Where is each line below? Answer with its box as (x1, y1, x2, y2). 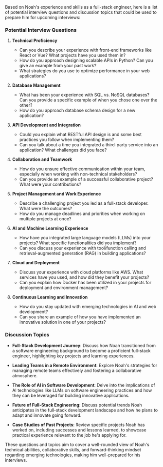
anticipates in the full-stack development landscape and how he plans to (12, 407, 158, 413)
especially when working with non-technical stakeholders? (19, 171, 137, 177)
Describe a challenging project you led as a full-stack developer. (19, 200, 149, 206)
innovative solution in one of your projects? (19, 319, 106, 325)
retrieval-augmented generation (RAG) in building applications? (19, 251, 146, 256)
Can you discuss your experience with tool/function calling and (19, 245, 146, 251)
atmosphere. (12, 372, 38, 378)
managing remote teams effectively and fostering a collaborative (12, 368, 142, 373)
